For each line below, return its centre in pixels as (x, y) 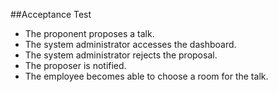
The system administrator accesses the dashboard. (130, 44)
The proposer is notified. (75, 65)
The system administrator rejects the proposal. (121, 55)
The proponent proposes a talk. (89, 33)
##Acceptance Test (51, 14)
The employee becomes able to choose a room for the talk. (146, 76)
